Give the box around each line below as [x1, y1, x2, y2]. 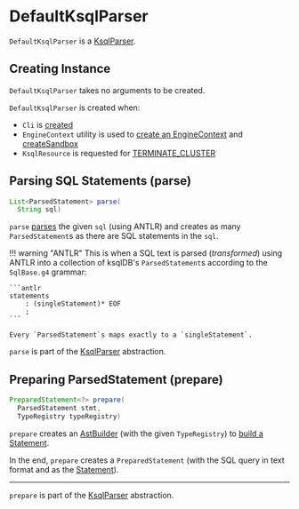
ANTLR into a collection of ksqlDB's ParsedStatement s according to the [9, 258, 269, 268]
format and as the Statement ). [9, 464, 119, 474]
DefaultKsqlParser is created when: [9, 102, 141, 113]
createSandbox [21, 138, 78, 148]
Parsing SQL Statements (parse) [9, 173, 191, 188]
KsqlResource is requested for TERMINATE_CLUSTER [21, 147, 216, 158]
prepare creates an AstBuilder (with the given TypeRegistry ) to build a [9, 428, 264, 439]
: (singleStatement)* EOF [25, 299, 122, 308]
